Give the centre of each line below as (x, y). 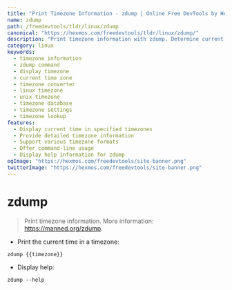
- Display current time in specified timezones (83, 129)
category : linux (30, 46)
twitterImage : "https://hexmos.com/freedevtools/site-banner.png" (105, 167)
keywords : (21, 52)
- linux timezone (38, 90)
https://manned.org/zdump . (64, 228)
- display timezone (41, 71)
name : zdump (24, 20)
